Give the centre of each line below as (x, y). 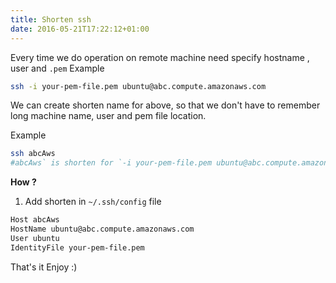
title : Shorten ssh (51, 19)
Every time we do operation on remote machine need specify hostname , (160, 57)
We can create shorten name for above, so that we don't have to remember (165, 105)
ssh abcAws (33, 154)
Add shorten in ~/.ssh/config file (93, 202)
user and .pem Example (57, 68)
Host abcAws (35, 220)
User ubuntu (35, 238)
